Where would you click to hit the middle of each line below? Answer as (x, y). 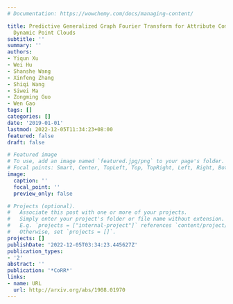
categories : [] (29, 117)
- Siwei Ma (23, 91)
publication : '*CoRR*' (40, 271)
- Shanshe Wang (29, 71)
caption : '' (31, 180)
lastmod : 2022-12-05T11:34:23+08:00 (60, 129)
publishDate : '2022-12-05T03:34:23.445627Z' (72, 245)
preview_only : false (43, 194)
